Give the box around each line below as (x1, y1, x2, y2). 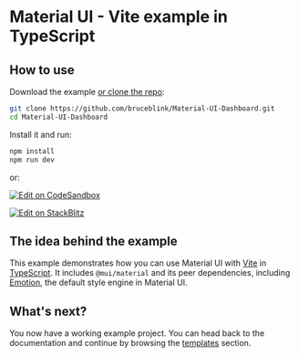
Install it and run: (9, 129, 73, 140)
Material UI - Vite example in (9, 6, 228, 27)
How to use (9, 62, 75, 78)
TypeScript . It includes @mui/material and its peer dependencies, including (9, 268, 291, 278)
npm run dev (9, 155, 55, 164)
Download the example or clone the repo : (9, 87, 165, 97)
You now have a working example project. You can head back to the (9, 328, 265, 339)
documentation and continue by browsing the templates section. (9, 338, 252, 349)
